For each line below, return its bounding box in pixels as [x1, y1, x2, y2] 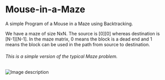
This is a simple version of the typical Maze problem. [5, 53, 118, 59]
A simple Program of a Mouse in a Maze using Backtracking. [5, 21, 133, 27]
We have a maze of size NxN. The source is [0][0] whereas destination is [5, 30, 160, 36]
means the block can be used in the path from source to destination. [5, 41, 150, 47]
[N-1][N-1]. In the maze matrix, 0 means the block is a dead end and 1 [5, 36, 153, 42]
